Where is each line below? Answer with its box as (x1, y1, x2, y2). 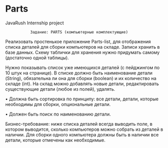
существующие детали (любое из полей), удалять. (5, 86, 116, 92)
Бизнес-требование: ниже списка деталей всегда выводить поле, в (5, 121, 153, 127)
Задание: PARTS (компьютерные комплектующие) (30, 29, 128, 34)
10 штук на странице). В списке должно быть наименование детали (5, 69, 153, 76)
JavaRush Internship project (5, 20, 64, 26)
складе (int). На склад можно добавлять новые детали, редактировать (5, 81, 159, 87)
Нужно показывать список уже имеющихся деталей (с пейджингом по (5, 64, 160, 70)
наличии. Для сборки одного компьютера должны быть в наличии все (5, 131, 159, 137)
